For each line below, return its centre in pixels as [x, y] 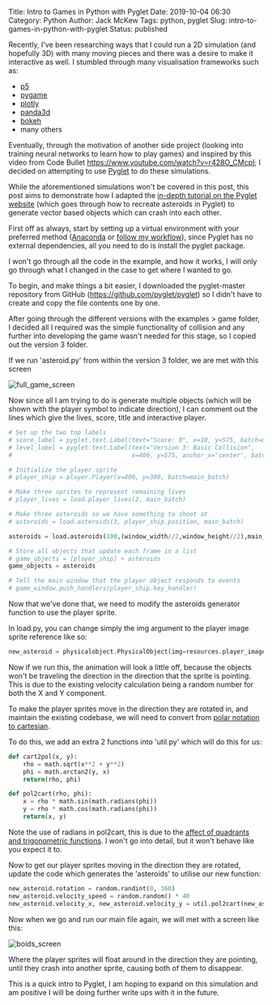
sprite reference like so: [48, 637]
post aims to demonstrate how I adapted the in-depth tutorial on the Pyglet [133, 195]
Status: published [138, 29]
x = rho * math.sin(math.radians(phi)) [90, 802]
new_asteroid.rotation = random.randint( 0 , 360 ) [92, 888]
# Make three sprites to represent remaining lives [97, 492]
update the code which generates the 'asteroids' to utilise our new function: [135, 873]
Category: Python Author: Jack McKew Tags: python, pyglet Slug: [118, 20]
